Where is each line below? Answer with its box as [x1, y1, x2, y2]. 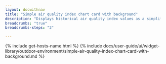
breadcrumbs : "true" [5, 21, 48, 26]
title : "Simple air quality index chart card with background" [5, 12, 138, 17]
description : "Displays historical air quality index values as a [5, 16, 145, 21]
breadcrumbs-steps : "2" [5, 25, 54, 30]
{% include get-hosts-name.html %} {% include [5, 43, 102, 49]
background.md [5, 53, 38, 59]
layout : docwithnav [5, 7, 45, 12]
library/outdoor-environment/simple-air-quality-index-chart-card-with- [5, 48, 149, 54]
